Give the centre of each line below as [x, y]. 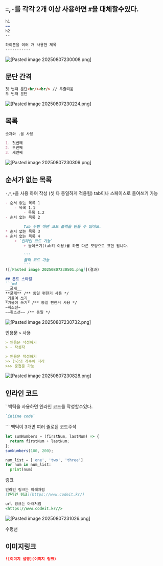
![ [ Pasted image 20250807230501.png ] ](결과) [52, 270]
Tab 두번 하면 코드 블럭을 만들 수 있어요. [63, 227]
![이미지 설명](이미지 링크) [31, 559]
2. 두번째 [14, 148]
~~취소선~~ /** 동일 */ [28, 313]
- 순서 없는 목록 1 [23, 203]
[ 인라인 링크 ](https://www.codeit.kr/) [45, 495]
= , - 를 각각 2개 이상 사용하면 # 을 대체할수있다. [72, 9]
